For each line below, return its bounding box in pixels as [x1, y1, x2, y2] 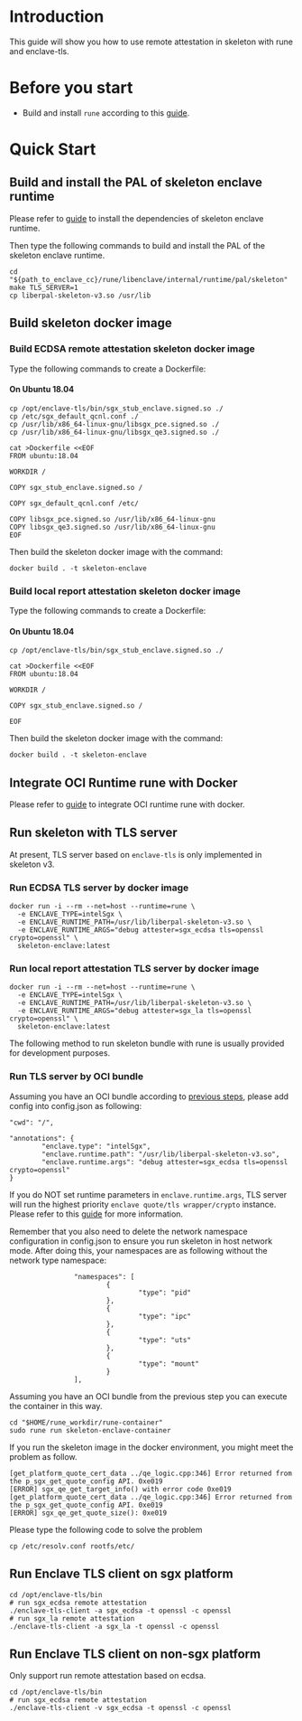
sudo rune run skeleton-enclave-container [9, 1425, 171, 1434]
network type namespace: [9, 1255, 107, 1265]
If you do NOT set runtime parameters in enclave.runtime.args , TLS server [9, 1189, 288, 1199]
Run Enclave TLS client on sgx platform [9, 1566, 233, 1582]
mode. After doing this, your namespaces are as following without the [9, 1245, 268, 1255]
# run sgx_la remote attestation [9, 1613, 135, 1623]
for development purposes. [9, 1048, 111, 1058]
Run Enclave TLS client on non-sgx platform [9, 1646, 261, 1661]
